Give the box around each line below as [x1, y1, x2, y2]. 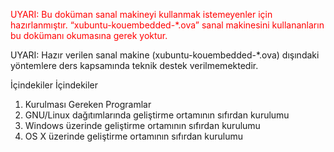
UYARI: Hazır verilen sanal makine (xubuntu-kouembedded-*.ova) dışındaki [10, 49, 320, 61]
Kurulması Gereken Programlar [24, 99, 152, 110]
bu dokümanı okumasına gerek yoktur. [10, 30, 168, 41]
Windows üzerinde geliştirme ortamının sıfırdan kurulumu [24, 120, 261, 131]
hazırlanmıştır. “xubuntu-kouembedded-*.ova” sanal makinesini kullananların [10, 19, 325, 31]
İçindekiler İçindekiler [10, 79, 99, 91]
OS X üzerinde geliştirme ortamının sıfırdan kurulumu [24, 130, 244, 142]
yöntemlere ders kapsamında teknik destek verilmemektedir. [10, 60, 259, 71]
